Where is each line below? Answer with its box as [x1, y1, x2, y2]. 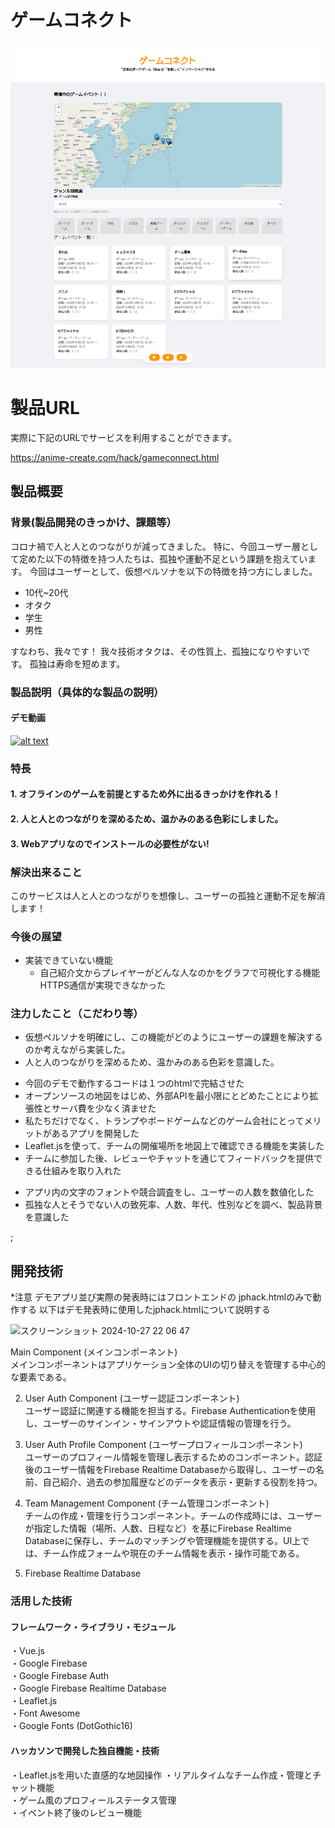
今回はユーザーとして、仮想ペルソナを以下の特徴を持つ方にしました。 [29, 565, 318, 577]
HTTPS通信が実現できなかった [39, 979, 166, 991]
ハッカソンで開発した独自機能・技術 [10, 1745, 160, 1757]
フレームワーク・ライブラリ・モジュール [10, 1621, 177, 1633]
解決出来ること [10, 865, 83, 879]
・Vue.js [10, 1645, 45, 1657]
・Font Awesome [10, 1707, 81, 1720]
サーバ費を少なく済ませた [51, 1102, 157, 1115]
